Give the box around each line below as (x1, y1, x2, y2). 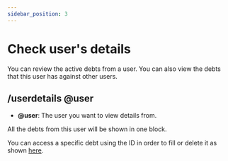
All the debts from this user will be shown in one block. (7, 125, 167, 133)
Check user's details (7, 40, 131, 57)
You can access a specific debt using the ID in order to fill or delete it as (7, 139, 217, 148)
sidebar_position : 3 (7, 10, 69, 18)
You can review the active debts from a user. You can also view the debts (7, 65, 221, 73)
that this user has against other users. (7, 72, 118, 80)
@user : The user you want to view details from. (17, 111, 157, 120)
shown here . (7, 146, 44, 155)
